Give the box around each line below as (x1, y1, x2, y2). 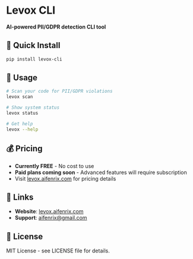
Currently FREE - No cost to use (14, 162, 94, 169)
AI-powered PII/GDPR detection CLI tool (6, 23, 106, 30)
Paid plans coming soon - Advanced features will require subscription (14, 169, 187, 176)
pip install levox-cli (6, 56, 62, 62)
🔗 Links (6, 192, 34, 202)
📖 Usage (6, 72, 37, 83)
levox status (6, 110, 39, 116)
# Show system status (6, 105, 60, 110)
